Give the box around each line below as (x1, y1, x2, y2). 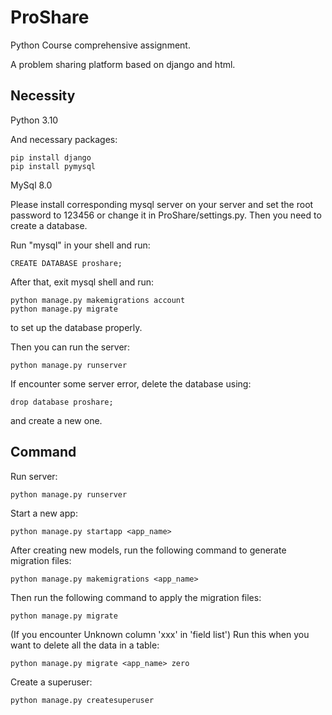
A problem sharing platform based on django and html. (10, 58, 236, 70)
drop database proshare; (10, 397, 114, 407)
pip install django (10, 152, 92, 163)
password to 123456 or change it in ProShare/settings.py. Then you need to (10, 209, 322, 221)
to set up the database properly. (10, 321, 143, 333)
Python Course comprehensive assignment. (10, 39, 191, 51)
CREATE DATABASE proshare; (10, 258, 123, 268)
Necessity (10, 87, 76, 105)
